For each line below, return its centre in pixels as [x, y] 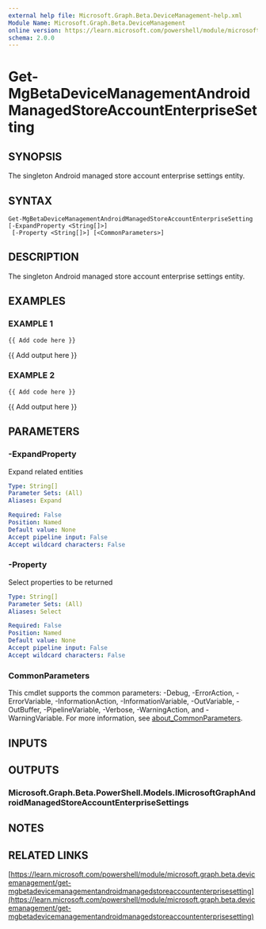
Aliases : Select [35, 612]
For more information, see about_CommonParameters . [154, 718]
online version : [35, 30]
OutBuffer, [25, 710]
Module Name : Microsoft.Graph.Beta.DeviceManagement [97, 23]
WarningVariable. [36, 718]
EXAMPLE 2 [32, 375]
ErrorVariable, [31, 701]
